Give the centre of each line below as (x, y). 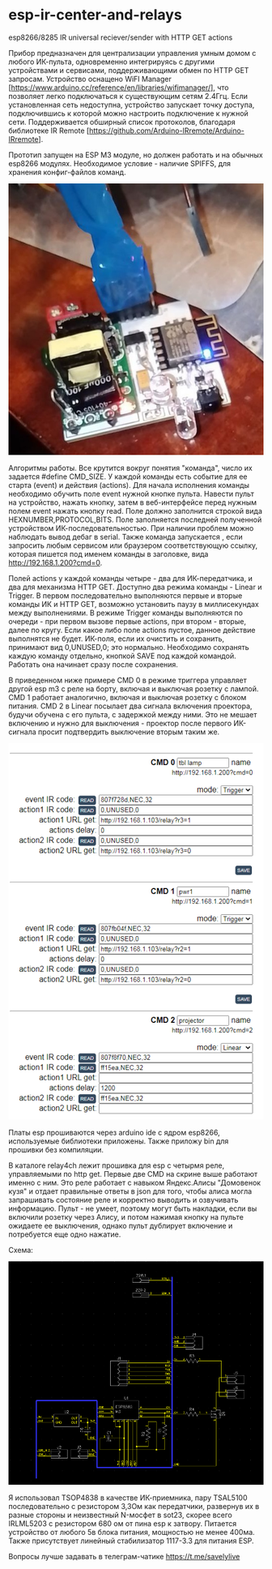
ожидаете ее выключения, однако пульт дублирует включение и (121, 1225)
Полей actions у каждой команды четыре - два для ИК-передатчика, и (130, 578)
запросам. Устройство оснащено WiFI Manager (90, 79)
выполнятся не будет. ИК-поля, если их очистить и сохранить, (117, 639)
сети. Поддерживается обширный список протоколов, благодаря (122, 122)
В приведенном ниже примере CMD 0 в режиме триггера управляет (127, 680)
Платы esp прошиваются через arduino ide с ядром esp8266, (114, 1132)
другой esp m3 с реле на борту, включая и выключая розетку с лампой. (134, 688)
